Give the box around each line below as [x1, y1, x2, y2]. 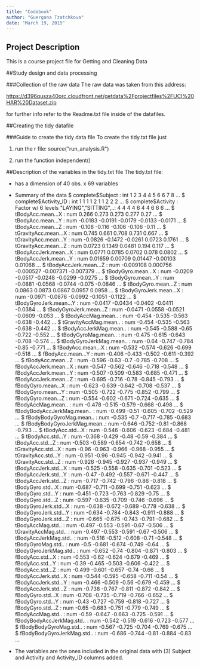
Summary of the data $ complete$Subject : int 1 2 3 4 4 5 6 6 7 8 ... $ [14, 192, 186, 199]
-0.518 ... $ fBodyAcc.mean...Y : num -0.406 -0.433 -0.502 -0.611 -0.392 [14, 350, 194, 357]
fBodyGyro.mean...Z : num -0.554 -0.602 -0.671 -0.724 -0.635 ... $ [14, 395, 180, 402]
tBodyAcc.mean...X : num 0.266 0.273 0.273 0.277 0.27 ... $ [14, 210, 163, 218]
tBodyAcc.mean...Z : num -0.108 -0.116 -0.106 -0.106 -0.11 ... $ [14, 224, 166, 231]
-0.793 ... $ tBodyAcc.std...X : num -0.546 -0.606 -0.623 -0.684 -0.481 [14, 427, 190, 434]
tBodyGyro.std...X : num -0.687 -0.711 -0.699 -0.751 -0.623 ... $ [14, 484, 171, 491]
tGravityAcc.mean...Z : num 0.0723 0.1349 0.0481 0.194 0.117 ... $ [14, 243, 175, 250]
